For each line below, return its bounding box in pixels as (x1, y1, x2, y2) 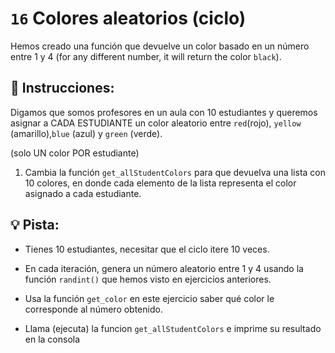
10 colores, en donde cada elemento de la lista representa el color (24, 177, 297, 189)
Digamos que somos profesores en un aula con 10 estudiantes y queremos (10, 106, 318, 118)
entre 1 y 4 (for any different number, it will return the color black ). (10, 50, 282, 62)
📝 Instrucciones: (10, 80, 115, 97)
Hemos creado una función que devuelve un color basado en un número (10, 40, 310, 52)
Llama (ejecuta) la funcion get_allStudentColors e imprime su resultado (24, 322, 322, 334)
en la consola (24, 333, 81, 345)
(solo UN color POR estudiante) (10, 147, 140, 159)
